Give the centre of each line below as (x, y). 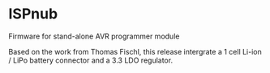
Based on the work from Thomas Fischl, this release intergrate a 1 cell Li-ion (135, 51)
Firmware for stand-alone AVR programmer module (94, 36)
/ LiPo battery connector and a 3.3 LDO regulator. (90, 60)
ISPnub (33, 14)
